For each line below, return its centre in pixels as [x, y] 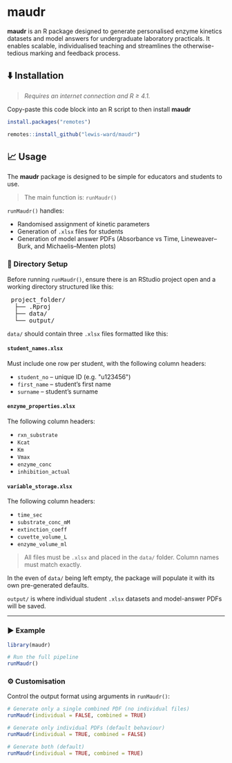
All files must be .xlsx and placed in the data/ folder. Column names [122, 557]
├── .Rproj [33, 307]
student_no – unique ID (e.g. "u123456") [74, 376]
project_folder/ [38, 300]
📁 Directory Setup [37, 264]
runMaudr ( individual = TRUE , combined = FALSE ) [77, 735]
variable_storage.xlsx [40, 486]
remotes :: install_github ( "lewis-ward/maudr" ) [74, 134]
